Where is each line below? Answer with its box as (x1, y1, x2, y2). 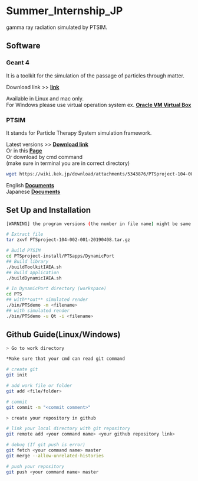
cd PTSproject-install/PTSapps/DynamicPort (6, 253, 115, 259)
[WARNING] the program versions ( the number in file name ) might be (6, 220, 178, 227)
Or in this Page (6, 147, 42, 154)
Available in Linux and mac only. (6, 95, 84, 102)
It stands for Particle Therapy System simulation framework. (6, 129, 152, 136)
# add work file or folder (6, 383, 72, 389)
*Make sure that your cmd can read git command (6, 356, 126, 362)
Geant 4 (6, 58, 29, 67)
